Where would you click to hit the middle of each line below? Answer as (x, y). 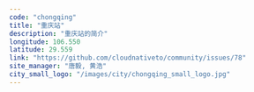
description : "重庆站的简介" (59, 33)
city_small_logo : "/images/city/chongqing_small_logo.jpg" (120, 74)
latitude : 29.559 (41, 50)
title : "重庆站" (37, 25)
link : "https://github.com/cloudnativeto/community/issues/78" (128, 58)
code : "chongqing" (43, 17)
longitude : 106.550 (45, 42)
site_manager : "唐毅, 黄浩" (58, 67)
